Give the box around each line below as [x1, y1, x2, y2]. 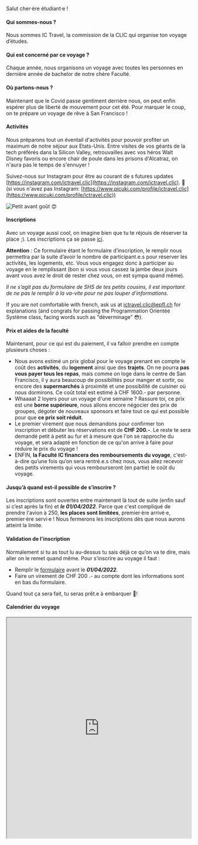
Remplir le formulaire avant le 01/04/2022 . [14, 566, 118, 573]
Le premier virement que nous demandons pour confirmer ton [14, 420, 165, 427]
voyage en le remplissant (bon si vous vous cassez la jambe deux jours [6, 266, 177, 273]
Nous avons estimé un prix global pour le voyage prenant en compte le [14, 358, 186, 365]
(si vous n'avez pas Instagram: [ [6, 185, 83, 192]
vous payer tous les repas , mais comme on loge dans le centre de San [14, 370, 186, 377]
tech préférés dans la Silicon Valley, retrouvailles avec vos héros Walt [6, 148, 173, 155]
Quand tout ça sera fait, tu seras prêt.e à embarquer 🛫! [6, 590, 138, 597]
